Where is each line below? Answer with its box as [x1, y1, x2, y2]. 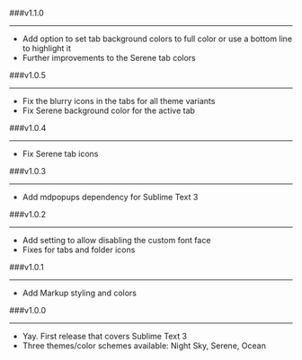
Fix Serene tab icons [22, 148, 99, 159]
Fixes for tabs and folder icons [22, 244, 136, 255]
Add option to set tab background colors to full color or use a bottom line [22, 33, 293, 44]
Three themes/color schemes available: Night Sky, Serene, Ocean [22, 340, 267, 351]
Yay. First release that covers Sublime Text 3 [22, 331, 187, 341]
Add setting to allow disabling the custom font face [22, 235, 211, 245]
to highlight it [22, 43, 72, 53]
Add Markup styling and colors [22, 287, 138, 298]
